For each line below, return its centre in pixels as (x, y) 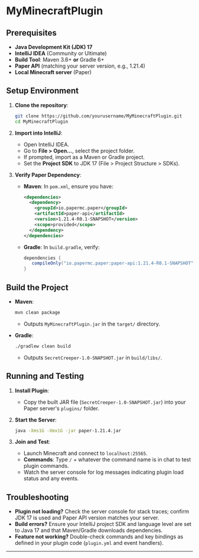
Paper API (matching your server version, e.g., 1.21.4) (80, 66)
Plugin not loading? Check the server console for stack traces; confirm (102, 512)
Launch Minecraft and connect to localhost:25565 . (86, 453)
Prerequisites (31, 33)
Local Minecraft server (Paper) (53, 72)
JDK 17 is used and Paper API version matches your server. (87, 518)
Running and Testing (45, 376)
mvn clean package (37, 313)
